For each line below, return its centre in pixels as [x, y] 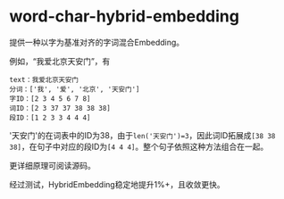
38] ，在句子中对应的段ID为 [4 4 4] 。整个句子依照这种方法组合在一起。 [139, 146]
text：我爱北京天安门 [44, 79]
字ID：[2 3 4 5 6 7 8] [50, 99]
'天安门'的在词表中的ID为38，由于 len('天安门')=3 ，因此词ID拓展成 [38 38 [142, 135]
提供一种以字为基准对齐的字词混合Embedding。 [97, 42]
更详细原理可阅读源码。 [52, 165]
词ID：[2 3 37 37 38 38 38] [60, 108]
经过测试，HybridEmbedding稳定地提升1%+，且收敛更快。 [117, 184]
